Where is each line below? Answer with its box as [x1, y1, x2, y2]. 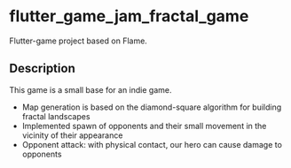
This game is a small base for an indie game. [9, 84, 172, 95]
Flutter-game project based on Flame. [9, 35, 148, 46]
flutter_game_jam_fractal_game [9, 6, 249, 27]
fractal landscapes [21, 111, 90, 121]
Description [9, 61, 75, 76]
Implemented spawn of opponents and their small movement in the [21, 120, 267, 131]
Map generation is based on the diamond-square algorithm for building [21, 102, 282, 112]
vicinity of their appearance [21, 130, 123, 141]
